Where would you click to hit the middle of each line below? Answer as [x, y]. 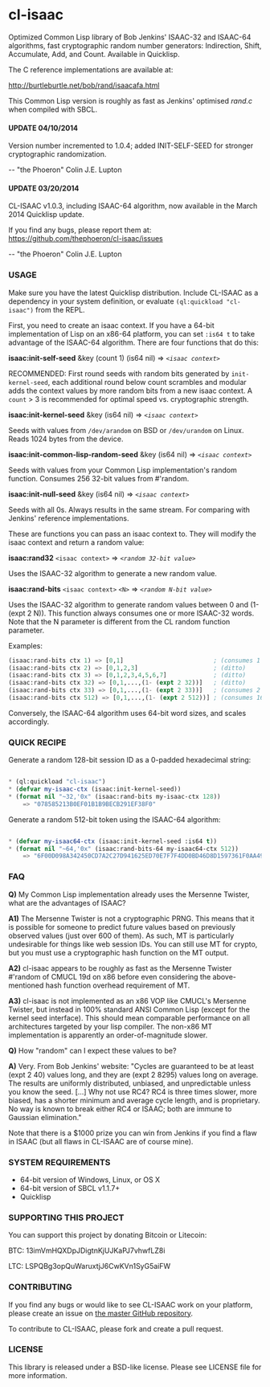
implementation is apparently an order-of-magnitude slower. [108, 1035]
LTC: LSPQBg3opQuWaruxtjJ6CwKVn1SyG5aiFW [90, 1266]
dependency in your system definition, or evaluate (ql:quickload [116, 301]
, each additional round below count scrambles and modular [147, 382]
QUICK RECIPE [37, 743]
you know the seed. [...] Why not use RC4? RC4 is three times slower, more [133, 1091]
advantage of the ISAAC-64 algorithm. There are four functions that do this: [134, 342]
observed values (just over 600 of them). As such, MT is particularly [121, 935]
